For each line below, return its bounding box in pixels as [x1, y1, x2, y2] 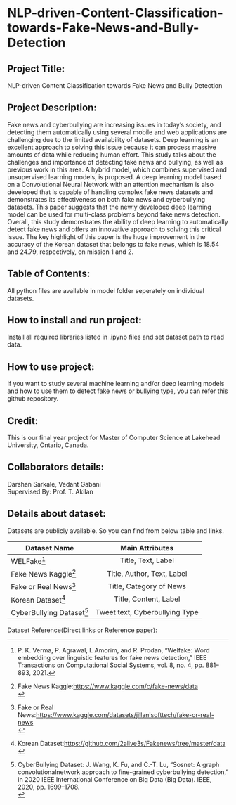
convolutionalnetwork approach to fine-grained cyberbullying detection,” [17, 768, 229, 776]
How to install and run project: [7, 314, 142, 326]
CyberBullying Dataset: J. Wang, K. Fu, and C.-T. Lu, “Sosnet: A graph [17, 761, 220, 769]
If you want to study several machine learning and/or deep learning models [7, 380, 225, 388]
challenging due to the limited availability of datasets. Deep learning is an [7, 135, 219, 143]
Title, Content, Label [113, 594, 181, 604]
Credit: [7, 415, 39, 427]
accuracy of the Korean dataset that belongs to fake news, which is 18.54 [7, 240, 220, 248]
